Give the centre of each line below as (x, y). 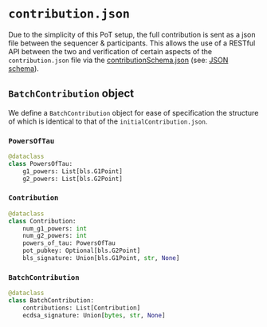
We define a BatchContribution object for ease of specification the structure (133, 112)
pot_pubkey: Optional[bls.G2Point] (82, 251)
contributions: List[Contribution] (82, 308)
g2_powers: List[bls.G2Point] (73, 179)
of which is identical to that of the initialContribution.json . (108, 121)
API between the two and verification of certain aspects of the (110, 51)
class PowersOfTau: (41, 163)
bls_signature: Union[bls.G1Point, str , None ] (101, 258)
